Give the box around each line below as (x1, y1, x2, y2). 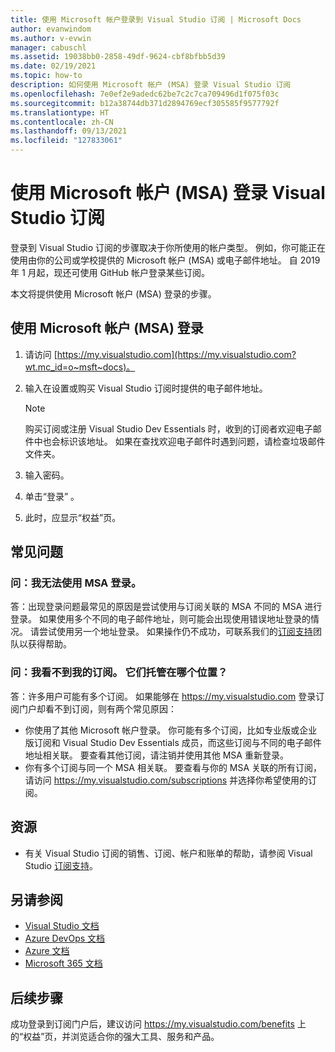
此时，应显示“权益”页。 (24, 511, 122, 523)
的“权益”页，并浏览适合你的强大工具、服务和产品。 (10, 1031, 220, 1043)
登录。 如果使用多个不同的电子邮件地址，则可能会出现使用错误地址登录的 (10, 613, 311, 625)
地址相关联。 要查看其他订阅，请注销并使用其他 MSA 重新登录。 (24, 749, 289, 761)
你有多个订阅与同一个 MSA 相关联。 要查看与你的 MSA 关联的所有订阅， (24, 761, 323, 773)
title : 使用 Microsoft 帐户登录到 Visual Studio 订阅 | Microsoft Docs (10, 14, 302, 25)
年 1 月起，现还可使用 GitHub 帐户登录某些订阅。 (10, 266, 211, 278)
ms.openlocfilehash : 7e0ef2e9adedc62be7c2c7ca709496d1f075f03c (10, 89, 280, 99)
